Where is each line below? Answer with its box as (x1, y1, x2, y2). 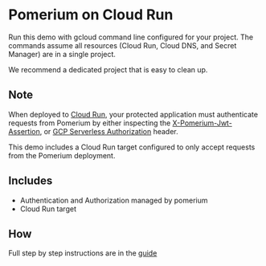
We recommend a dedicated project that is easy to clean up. (8, 64, 208, 74)
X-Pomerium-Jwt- (172, 118, 233, 128)
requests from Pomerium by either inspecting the (8, 118, 171, 128)
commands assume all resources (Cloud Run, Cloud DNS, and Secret (8, 40, 237, 50)
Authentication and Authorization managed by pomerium (19, 195, 208, 205)
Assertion (8, 126, 40, 136)
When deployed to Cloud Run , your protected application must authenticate (8, 109, 259, 119)
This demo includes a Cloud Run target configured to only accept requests (8, 142, 256, 152)
